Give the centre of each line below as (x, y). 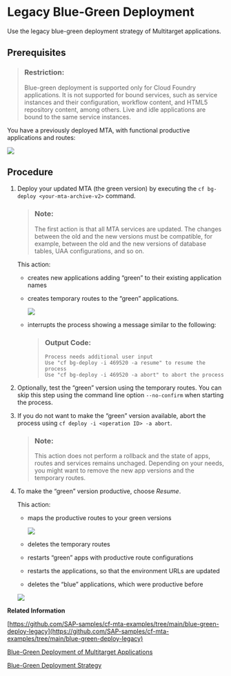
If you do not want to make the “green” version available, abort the (111, 416)
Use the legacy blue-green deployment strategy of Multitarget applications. (114, 31)
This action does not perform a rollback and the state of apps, (122, 456)
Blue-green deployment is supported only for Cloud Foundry (110, 88)
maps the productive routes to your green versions (100, 518)
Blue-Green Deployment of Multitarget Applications (80, 652)
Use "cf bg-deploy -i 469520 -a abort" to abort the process (134, 375)
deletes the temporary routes (69, 544)
